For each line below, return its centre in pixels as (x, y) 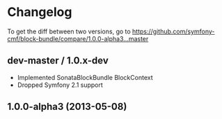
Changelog (40, 12)
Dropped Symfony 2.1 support (60, 85)
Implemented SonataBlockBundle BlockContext (85, 77)
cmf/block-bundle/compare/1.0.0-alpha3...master (78, 38)
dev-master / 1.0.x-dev (58, 61)
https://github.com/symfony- (173, 31)
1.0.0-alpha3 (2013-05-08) (67, 107)
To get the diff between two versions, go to (69, 31)
